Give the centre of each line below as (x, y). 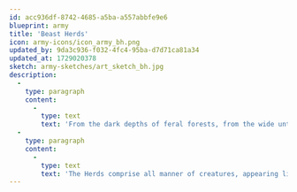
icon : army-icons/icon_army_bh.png (75, 42)
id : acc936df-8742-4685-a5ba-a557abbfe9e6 (88, 17)
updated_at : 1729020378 (53, 58)
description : (33, 75)
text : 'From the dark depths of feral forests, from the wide (158, 125)
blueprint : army (39, 26)
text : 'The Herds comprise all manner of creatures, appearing (160, 173)
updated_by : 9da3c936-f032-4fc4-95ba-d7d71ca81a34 (104, 50)
